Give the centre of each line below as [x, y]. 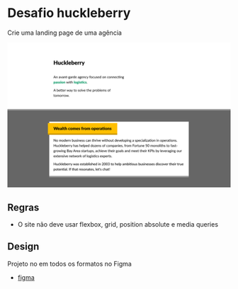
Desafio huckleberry [69, 13]
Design [23, 247]
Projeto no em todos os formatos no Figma [70, 263]
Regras [23, 207]
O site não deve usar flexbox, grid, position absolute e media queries [118, 225]
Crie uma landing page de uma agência [65, 33]
